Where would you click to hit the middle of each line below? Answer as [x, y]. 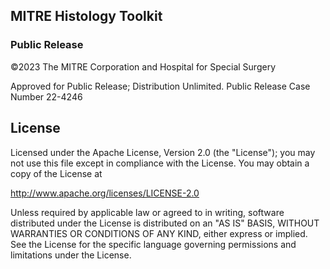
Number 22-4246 [46, 96]
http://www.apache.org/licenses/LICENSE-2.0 [105, 193]
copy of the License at [56, 173]
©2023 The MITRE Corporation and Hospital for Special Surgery [143, 66]
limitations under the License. [71, 255]
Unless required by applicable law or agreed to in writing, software [147, 212]
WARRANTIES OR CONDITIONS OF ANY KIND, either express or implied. [159, 233]
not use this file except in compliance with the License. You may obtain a [160, 163]
